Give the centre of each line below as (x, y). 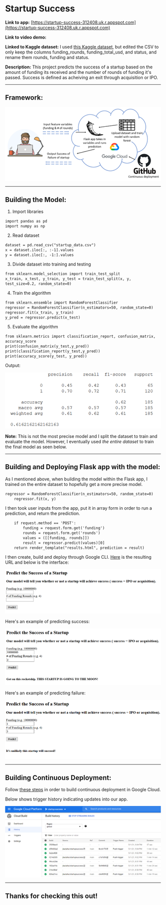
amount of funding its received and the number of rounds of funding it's (78, 72)
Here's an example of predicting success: (47, 621)
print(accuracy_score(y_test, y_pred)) (46, 356)
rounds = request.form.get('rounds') (62, 533)
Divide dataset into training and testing (52, 264)
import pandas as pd (26, 221)
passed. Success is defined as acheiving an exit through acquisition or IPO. (82, 77)
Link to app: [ (19, 22)
